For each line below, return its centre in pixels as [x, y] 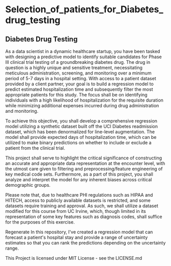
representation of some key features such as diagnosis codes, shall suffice [84, 216]
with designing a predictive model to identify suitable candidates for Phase [83, 57]
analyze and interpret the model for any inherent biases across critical [79, 179]
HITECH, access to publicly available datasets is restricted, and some [78, 200]
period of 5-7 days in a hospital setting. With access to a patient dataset [81, 78]
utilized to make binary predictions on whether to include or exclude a [78, 142]
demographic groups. [28, 185]
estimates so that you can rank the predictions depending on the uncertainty [85, 243]
